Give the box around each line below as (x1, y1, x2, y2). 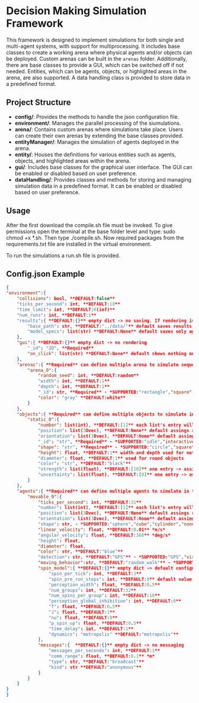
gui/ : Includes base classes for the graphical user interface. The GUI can (14, 163, 192, 170)
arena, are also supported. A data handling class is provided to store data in (6, 74, 191, 81)
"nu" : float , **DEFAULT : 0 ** (48, 614, 118, 621)
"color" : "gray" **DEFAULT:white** (37, 395, 126, 401)
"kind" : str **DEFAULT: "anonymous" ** (48, 664, 142, 670)
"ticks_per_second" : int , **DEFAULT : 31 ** (37, 499, 142, 505)
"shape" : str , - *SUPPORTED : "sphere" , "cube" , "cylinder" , (37, 521, 182, 527)
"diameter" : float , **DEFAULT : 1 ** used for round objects (37, 455, 184, 461)
